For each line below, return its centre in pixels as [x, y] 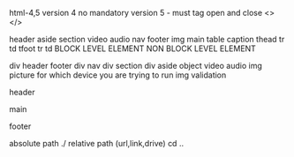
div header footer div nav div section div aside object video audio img [136, 66]
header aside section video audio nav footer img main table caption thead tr [147, 39]
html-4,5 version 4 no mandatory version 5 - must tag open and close [136, 13]
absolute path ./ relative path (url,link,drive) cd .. [96, 143]
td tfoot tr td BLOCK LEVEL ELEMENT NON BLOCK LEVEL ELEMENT [132, 49]
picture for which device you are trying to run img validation [118, 75]
